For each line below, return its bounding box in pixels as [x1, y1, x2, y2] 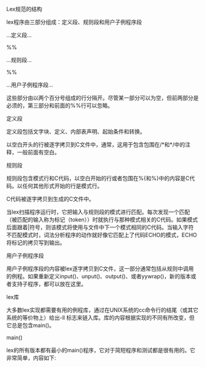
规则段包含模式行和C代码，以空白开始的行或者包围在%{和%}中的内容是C [6, 175, 190, 182]
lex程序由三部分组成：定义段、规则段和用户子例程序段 [6, 18, 142, 26]
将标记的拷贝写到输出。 [6, 239, 65, 246]
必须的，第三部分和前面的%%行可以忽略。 [6, 102, 113, 109]
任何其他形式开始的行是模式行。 [22, 183, 103, 189]
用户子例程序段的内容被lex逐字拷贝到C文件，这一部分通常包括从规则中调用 [6, 265, 194, 272]
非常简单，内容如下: [6, 354, 57, 361]
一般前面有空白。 [16, 149, 60, 156]
